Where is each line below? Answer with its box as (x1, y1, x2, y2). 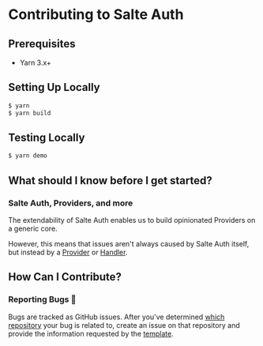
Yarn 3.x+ (19, 58, 51, 67)
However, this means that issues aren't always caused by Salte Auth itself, (8, 239, 250, 248)
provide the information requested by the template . (8, 329, 174, 338)
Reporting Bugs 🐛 (8, 294, 77, 305)
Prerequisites (8, 37, 76, 51)
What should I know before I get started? (8, 174, 213, 187)
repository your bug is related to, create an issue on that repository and (8, 320, 241, 329)
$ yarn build (8, 109, 51, 117)
